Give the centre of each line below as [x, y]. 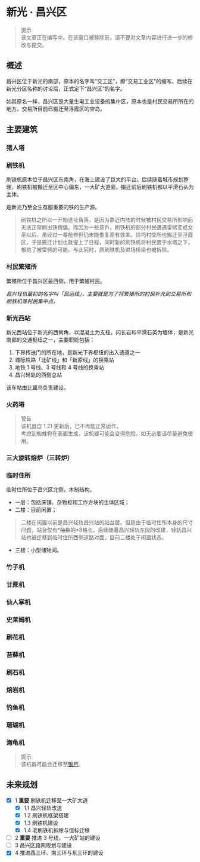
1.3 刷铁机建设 [41, 823]
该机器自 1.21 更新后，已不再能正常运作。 [71, 426]
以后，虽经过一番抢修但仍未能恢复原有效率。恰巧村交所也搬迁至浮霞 [110, 235]
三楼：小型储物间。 [38, 550]
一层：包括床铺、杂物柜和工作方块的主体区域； [72, 502]
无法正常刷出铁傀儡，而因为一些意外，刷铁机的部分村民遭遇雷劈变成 [104, 227]
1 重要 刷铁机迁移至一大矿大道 [51, 800]
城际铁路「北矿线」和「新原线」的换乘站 [64, 360]
